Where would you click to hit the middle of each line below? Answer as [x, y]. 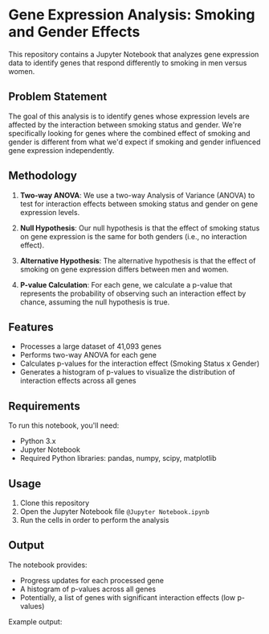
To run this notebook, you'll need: [64, 425]
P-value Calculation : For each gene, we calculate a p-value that [126, 284]
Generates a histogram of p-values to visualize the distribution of [127, 372]
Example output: [35, 621]
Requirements [44, 406]
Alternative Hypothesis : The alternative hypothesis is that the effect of [138, 260]
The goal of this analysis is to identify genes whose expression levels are [129, 116]
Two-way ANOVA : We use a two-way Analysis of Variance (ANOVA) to [137, 195]
